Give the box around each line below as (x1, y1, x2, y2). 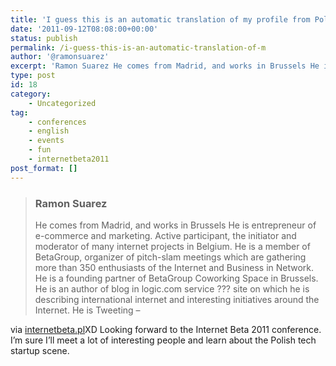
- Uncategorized (28, 98, 97, 108)
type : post (10, 71, 56, 81)
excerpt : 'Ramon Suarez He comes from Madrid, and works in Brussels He (10, 61, 320, 71)
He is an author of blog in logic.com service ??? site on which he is (34, 282, 310, 295)
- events (28, 136, 65, 146)
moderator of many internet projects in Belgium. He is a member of (34, 240, 311, 252)
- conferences (28, 117, 87, 127)
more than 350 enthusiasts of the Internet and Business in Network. (34, 261, 315, 273)
